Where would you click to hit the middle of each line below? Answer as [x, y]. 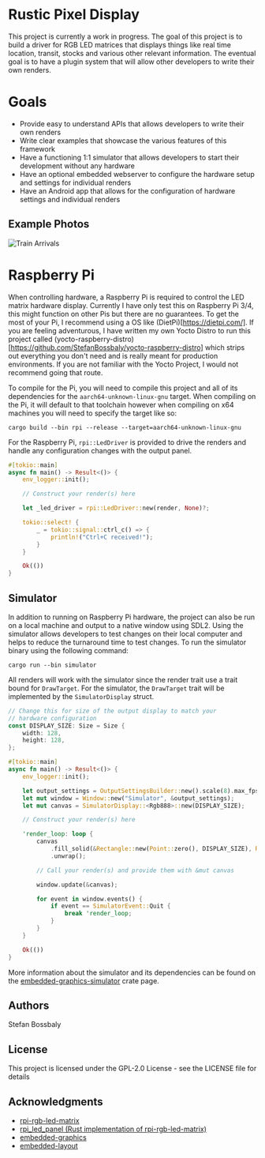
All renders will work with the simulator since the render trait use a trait [123, 679]
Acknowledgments [56, 1102]
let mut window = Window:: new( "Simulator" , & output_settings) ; [129, 798]
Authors [29, 1005]
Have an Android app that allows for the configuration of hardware [127, 190]
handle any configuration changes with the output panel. [100, 450]
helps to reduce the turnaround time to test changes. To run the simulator [127, 642]
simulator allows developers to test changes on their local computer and [125, 634]
